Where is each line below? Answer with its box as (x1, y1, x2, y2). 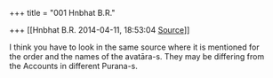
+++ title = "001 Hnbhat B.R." (9, 8, 116, 18)
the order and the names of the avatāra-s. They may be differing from (9, 51, 265, 61)
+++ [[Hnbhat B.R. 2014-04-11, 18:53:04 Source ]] (9, 25, 190, 35)
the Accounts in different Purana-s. (9, 61, 138, 71)
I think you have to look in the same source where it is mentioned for (9, 42, 260, 52)
